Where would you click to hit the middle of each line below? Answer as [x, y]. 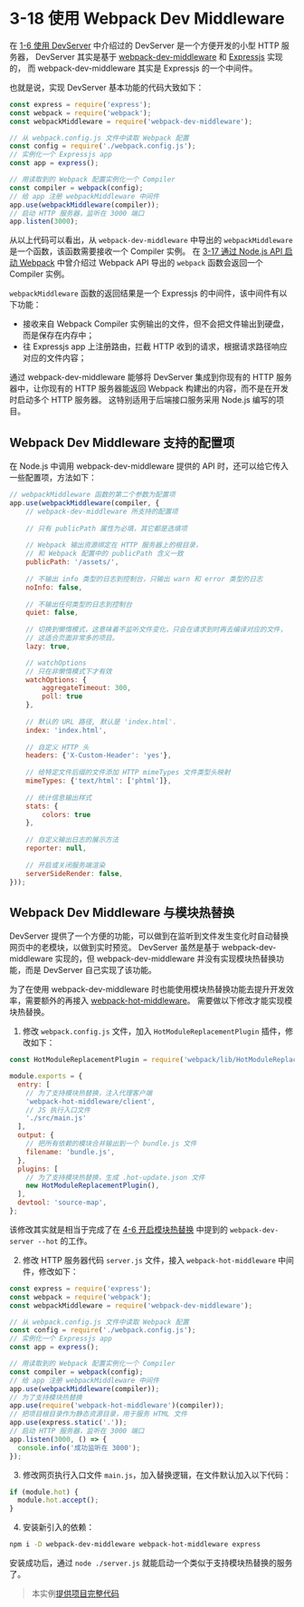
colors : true [66, 814]
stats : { [42, 806]
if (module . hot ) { [44, 1492]
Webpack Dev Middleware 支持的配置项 [122, 442]
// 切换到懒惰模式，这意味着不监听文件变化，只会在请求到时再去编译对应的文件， [157, 630]
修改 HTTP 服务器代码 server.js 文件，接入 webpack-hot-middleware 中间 [158, 1260]
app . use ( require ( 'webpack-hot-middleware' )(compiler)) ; [117, 1406]
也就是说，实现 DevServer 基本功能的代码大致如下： [107, 87]
